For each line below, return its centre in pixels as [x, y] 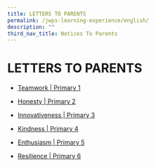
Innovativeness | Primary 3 [56, 115]
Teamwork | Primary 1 [49, 88]
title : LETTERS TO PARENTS [47, 14]
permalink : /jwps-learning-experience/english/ [78, 20]
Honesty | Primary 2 [46, 101]
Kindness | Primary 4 [48, 129]
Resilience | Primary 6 [49, 156]
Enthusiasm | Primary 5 [51, 142]
